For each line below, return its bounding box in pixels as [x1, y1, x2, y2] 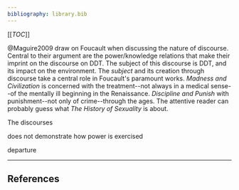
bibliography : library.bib [7, 10, 87, 18]
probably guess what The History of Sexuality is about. [7, 104, 169, 112]
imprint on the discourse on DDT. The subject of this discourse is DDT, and [7, 58, 227, 68]
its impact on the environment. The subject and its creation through [7, 66, 205, 75]
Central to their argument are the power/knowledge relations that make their [7, 51, 230, 60]
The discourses [7, 118, 53, 127]
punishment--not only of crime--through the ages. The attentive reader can [7, 97, 229, 105]
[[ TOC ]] [7, 30, 30, 38]
